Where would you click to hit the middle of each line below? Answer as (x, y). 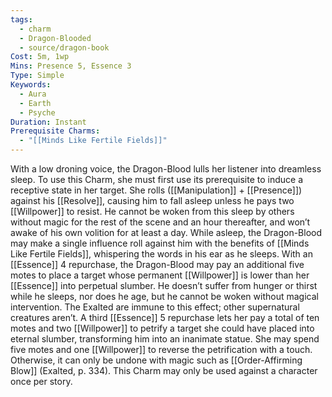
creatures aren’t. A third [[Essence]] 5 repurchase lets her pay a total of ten (165, 317)
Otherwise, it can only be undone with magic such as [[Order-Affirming (156, 360)
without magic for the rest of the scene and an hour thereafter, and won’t (160, 222)
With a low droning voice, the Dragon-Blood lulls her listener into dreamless (166, 169)
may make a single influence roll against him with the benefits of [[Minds (160, 243)
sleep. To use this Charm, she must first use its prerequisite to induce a (157, 179)
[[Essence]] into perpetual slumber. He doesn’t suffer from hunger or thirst (164, 285)
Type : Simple (37, 76)
